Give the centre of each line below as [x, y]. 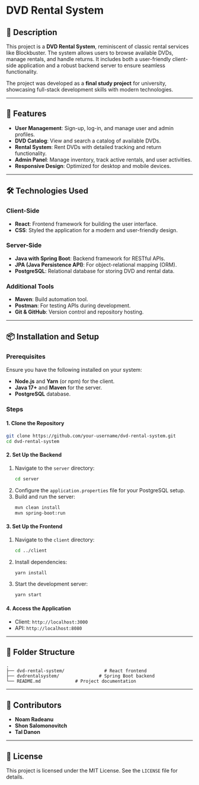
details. [15, 777]
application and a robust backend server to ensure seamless [92, 65]
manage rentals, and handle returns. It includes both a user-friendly [89, 59]
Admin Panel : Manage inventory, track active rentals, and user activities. [103, 159]
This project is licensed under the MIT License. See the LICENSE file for [92, 770]
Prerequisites [26, 357]
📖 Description [32, 32]
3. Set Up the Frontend [34, 527]
